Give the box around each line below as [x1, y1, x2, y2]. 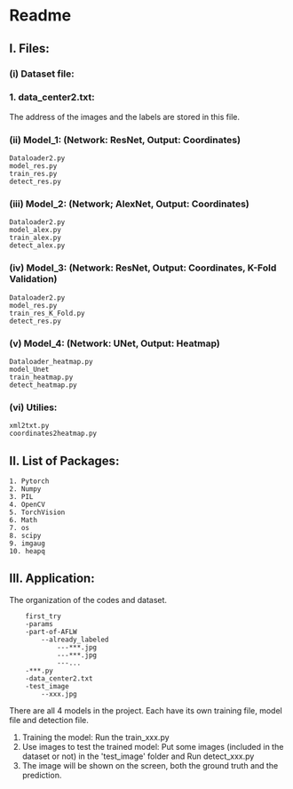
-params [25, 619, 53, 628]
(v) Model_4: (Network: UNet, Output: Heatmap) [9, 337, 220, 350]
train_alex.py [9, 233, 62, 243]
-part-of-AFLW [25, 627, 77, 636]
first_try [25, 611, 62, 621]
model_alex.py [9, 226, 62, 235]
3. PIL [9, 493, 34, 502]
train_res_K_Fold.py [9, 309, 86, 318]
